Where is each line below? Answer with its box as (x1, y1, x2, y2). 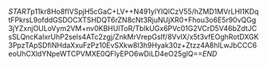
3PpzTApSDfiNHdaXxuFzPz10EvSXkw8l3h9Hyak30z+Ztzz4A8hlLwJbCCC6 (8, 41, 257, 50)
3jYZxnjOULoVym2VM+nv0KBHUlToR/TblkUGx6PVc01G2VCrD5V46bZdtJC (8, 24, 257, 33)
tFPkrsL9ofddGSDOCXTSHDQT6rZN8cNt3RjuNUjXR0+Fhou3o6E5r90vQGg (8, 15, 257, 25)
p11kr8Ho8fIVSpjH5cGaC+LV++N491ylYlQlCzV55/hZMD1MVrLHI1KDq (30, 7, 259, 16)
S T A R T (8, 7, 31, 16)
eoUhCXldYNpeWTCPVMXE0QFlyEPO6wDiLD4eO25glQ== (8, 49, 203, 58)
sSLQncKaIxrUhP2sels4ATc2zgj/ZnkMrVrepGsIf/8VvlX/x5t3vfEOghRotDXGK (8, 32, 259, 41)
